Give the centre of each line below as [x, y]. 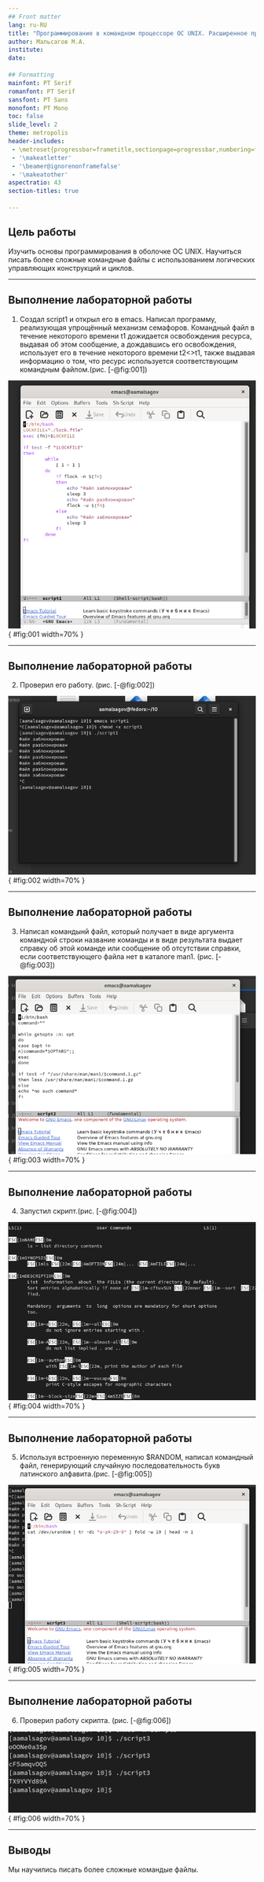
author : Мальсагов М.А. [47, 42]
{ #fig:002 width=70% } [47, 880]
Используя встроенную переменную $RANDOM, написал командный [136, 1458]
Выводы [29, 1851]
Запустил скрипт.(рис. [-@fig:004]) [78, 1211]
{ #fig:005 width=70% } [46, 1669]
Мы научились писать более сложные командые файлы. [103, 1869]
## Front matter [35, 17]
